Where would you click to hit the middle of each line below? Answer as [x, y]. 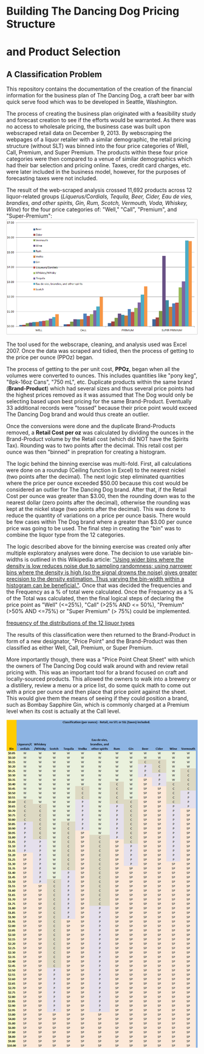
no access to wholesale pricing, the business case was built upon [88, 127]
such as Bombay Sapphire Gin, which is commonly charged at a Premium [98, 704]
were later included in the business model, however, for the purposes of [96, 172]
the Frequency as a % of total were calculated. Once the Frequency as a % [100, 592]
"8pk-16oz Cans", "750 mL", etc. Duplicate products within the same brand [100, 382]
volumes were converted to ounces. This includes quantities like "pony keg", [102, 375]
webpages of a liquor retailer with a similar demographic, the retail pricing [99, 140]
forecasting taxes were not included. [52, 178]
